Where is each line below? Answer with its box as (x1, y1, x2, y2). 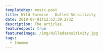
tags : (5, 36, 17, 41)
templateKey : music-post (5, 7, 58, 13)
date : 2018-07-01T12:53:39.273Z (5, 17, 73, 22)
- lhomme (10, 40, 28, 45)
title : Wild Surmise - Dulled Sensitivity (5, 12, 96, 17)
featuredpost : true (5, 26, 46, 31)
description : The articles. (5, 21, 65, 27)
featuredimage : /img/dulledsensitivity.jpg (5, 31, 98, 36)
